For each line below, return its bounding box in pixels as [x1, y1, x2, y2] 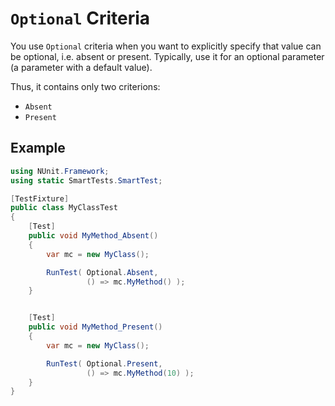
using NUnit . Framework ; [10, 166, 110, 176]
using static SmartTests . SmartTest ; [10, 175, 163, 186]
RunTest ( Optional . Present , [46, 358, 163, 369]
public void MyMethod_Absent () [28, 231, 159, 241]
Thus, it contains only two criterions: [10, 80, 161, 92]
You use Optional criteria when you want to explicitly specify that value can [10, 40, 322, 52]
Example [10, 140, 66, 157]
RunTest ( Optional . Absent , [46, 267, 159, 277]
